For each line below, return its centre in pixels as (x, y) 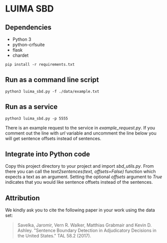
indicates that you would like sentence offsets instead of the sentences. (79, 182)
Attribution (22, 198)
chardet (20, 55)
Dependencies (28, 27)
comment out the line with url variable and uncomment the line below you (81, 133)
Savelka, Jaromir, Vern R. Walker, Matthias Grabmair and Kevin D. (84, 225)
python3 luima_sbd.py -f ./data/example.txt (52, 91)
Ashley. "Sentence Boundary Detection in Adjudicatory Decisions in (87, 230)
